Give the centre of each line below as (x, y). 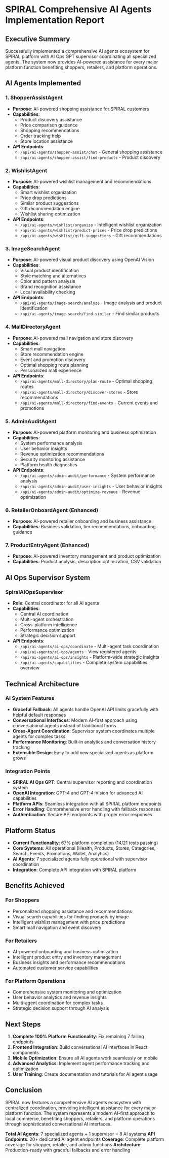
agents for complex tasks (39, 736)
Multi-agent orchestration (47, 619)
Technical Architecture (42, 684)
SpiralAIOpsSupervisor (34, 592)
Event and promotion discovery (53, 360)
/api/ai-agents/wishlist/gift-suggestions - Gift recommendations (91, 235)
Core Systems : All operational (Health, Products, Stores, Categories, (84, 848)
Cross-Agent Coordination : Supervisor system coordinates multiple (84, 731)
